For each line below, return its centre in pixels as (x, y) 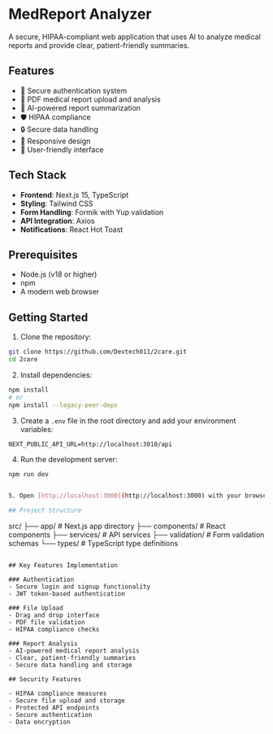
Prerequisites (43, 254)
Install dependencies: (56, 374)
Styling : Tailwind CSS (56, 203)
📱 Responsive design (55, 141)
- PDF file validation (47, 623)
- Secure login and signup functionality (80, 587)
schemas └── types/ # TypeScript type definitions (93, 544)
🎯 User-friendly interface (62, 149)
